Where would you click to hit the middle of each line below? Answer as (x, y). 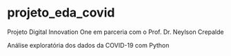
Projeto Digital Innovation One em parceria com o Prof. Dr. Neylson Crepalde (115, 32)
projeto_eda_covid (61, 13)
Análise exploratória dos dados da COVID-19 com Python (88, 45)
